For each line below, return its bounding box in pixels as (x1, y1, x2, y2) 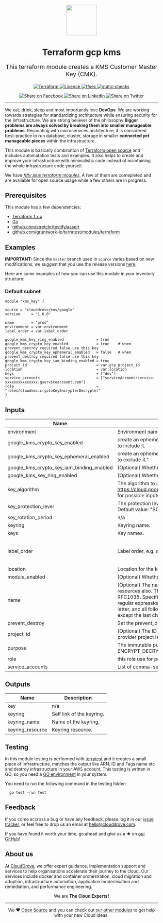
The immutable (117, 642, 152, 648)
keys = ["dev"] (5, 371, 116, 376)
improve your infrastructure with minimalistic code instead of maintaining (5, 157, 151, 163)
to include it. (117, 442, 146, 449)
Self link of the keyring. (51, 711, 104, 717)
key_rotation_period (7, 514, 52, 521)
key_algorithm (7, 486, 39, 493)
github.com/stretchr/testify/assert (12, 224, 80, 230)
